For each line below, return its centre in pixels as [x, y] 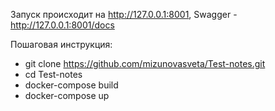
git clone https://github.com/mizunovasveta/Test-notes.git [145, 63]
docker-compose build [71, 85]
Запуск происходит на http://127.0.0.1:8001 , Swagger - [124, 14]
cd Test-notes [53, 74]
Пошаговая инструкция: [61, 44]
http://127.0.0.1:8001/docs [62, 25]
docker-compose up [67, 95]
